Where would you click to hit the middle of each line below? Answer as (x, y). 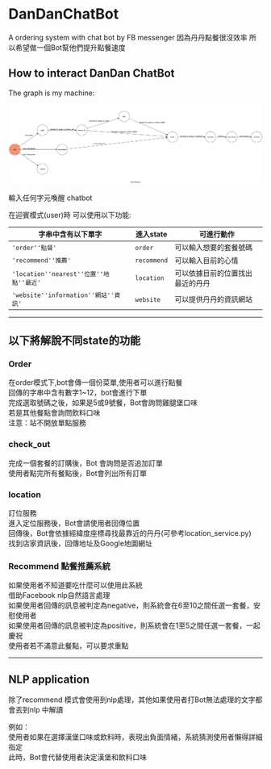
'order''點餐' (34, 248)
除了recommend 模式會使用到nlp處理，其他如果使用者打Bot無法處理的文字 (132, 700)
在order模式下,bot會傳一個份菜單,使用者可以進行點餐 (96, 382)
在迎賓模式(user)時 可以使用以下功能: (70, 215)
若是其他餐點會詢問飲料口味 (54, 413)
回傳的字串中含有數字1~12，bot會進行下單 (78, 393)
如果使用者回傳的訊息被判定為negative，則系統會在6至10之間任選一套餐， (131, 605)
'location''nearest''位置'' (58, 274)
